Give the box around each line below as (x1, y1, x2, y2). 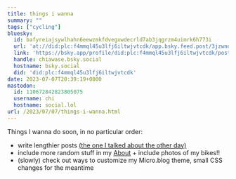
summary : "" (7, 17, 42, 24)
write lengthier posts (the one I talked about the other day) (17, 141, 187, 150)
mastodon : (7, 82, 37, 89)
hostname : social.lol (13, 102, 77, 109)
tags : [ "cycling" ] (7, 23, 61, 30)
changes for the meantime (17, 163, 94, 172)
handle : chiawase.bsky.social (13, 56, 102, 63)
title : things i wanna (7, 10, 74, 18)
